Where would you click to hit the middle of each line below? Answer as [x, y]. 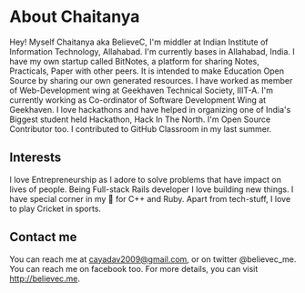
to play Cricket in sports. [56, 208]
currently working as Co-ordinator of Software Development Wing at [138, 100]
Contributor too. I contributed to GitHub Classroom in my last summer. [141, 128]
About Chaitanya [75, 17]
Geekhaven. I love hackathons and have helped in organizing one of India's [150, 109]
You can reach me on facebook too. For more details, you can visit [134, 268]
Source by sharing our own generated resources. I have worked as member [151, 80]
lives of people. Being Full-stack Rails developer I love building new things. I [152, 189]
